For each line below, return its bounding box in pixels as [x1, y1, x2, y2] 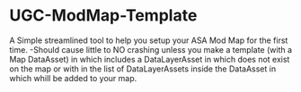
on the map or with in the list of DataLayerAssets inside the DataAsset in [9, 63, 277, 74]
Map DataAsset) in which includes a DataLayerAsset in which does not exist [9, 54, 290, 64]
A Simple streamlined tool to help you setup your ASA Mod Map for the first [9, 35, 288, 46]
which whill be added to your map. [9, 72, 137, 83]
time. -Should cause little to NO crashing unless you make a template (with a [9, 44, 293, 54]
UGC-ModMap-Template [9, 5, 198, 26]
